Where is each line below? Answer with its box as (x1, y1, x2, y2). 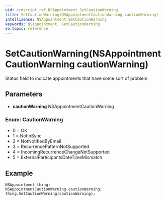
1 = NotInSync (12, 133, 42, 139)
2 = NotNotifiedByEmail (12, 138, 61, 144)
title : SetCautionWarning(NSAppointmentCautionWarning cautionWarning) (5, 12, 158, 17)
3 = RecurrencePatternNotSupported (12, 143, 90, 149)
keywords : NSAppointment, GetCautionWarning (5, 21, 100, 27)
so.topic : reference (5, 26, 49, 31)
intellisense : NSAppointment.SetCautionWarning (5, 17, 107, 22)
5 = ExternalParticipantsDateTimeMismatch (12, 155, 103, 161)
